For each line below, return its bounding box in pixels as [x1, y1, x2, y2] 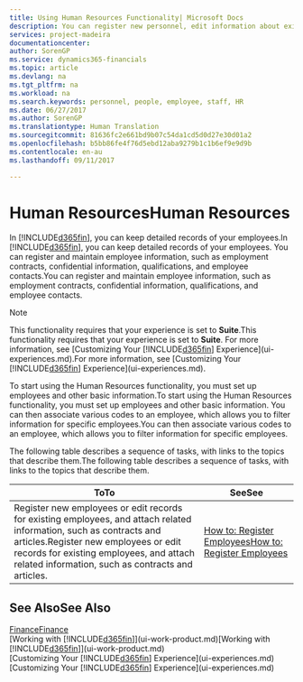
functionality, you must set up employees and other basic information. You [9, 400, 286, 410]
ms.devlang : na [9, 72, 67, 81]
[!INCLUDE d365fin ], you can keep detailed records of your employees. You [9, 242, 289, 253]
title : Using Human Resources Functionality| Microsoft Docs [9, 13, 244, 23]
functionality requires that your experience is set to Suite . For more [9, 335, 259, 346]
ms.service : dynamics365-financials [9, 55, 147, 64]
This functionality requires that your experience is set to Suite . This [9, 325, 257, 336]
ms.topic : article [9, 64, 78, 73]
